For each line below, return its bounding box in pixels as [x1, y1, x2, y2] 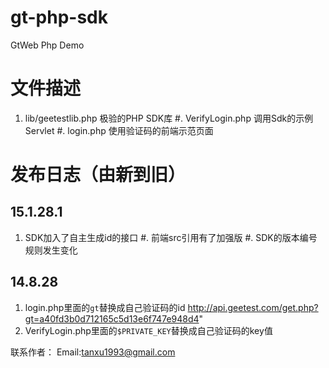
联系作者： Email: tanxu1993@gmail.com [10, 346, 176, 358]
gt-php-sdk [10, 6, 108, 29]
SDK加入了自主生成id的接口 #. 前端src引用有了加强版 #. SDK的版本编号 [24, 231, 318, 243]
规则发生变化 [24, 244, 78, 256]
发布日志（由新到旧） [10, 164, 187, 186]
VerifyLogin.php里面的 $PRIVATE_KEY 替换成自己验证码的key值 [24, 324, 273, 336]
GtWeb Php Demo [10, 39, 85, 51]
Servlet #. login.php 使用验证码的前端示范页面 [24, 124, 214, 136]
